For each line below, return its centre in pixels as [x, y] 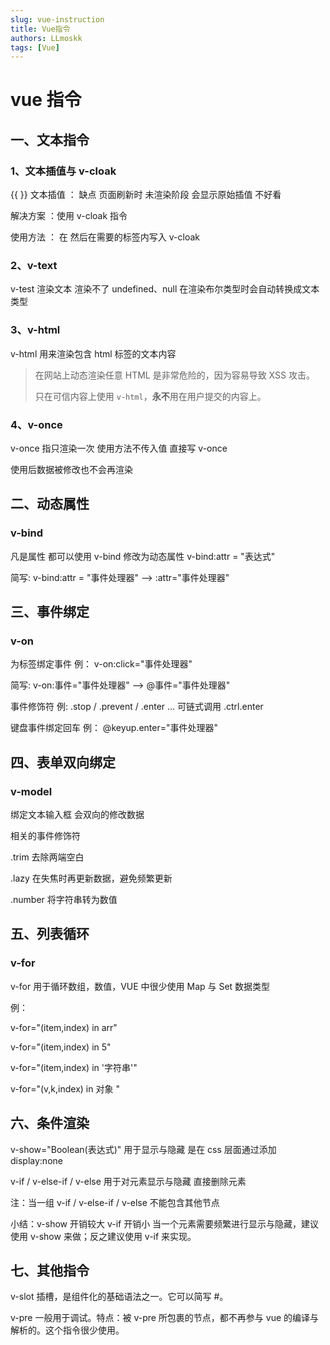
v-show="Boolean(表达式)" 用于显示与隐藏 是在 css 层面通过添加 [143, 1149]
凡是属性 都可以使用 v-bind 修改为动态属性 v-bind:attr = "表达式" [143, 556]
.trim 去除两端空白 [47, 857]
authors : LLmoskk [46, 38]
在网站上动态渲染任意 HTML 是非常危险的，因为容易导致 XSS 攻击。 [174, 375]
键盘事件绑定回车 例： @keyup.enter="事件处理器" [114, 728]
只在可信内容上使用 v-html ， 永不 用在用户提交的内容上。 [150, 396]
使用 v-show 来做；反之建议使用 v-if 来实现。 [103, 1236]
